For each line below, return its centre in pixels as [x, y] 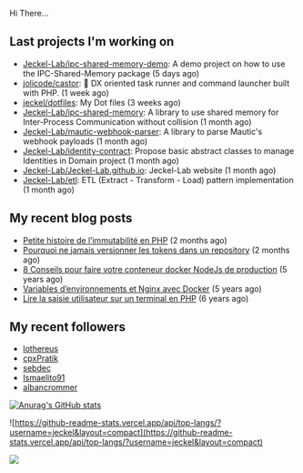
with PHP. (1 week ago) [66, 93]
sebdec [37, 368]
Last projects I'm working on [92, 41]
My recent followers [67, 327]
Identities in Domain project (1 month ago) [101, 160]
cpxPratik [40, 358]
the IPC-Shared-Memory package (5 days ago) [111, 73]
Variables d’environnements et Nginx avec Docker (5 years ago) [142, 288]
